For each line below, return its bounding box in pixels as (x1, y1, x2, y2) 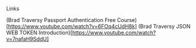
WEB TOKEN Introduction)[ (6, 29, 73, 36)
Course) (117, 17, 137, 23)
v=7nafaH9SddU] (6, 36, 49, 42)
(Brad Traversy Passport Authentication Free (6, 17, 116, 23)
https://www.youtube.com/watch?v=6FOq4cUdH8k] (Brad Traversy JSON (8, 23, 191, 30)
